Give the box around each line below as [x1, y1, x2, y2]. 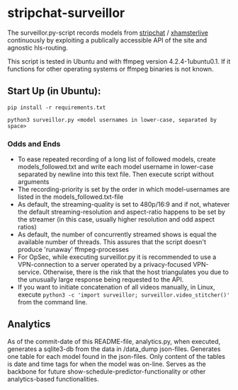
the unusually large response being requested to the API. [17, 275, 184, 284]
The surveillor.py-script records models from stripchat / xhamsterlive [7, 28, 209, 37]
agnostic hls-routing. [7, 43, 69, 52]
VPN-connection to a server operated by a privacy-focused [17, 260, 191, 269]
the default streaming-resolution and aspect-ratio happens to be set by [17, 207, 225, 217]
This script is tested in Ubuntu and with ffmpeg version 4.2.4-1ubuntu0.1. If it [7, 57, 231, 65]
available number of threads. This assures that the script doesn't [17, 238, 207, 246]
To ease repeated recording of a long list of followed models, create [17, 155, 216, 164]
